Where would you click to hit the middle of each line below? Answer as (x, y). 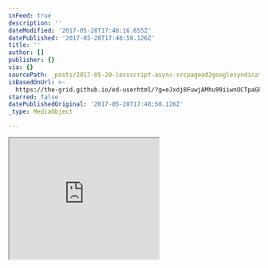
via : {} (21, 68)
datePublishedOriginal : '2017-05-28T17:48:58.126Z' (96, 104)
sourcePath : (28, 75)
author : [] (26, 52)
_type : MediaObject (41, 112)
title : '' (25, 45)
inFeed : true (30, 16)
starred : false (33, 97)
